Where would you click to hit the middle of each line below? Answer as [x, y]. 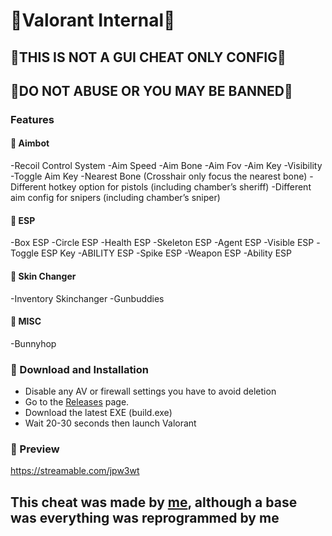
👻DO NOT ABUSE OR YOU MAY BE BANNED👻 [151, 90]
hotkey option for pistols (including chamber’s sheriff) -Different [180, 187]
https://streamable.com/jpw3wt [75, 471]
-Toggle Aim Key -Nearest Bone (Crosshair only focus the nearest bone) [159, 176]
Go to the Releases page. [77, 402]
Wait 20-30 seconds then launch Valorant [110, 423]
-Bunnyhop [33, 343]
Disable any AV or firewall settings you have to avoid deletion [150, 391]
